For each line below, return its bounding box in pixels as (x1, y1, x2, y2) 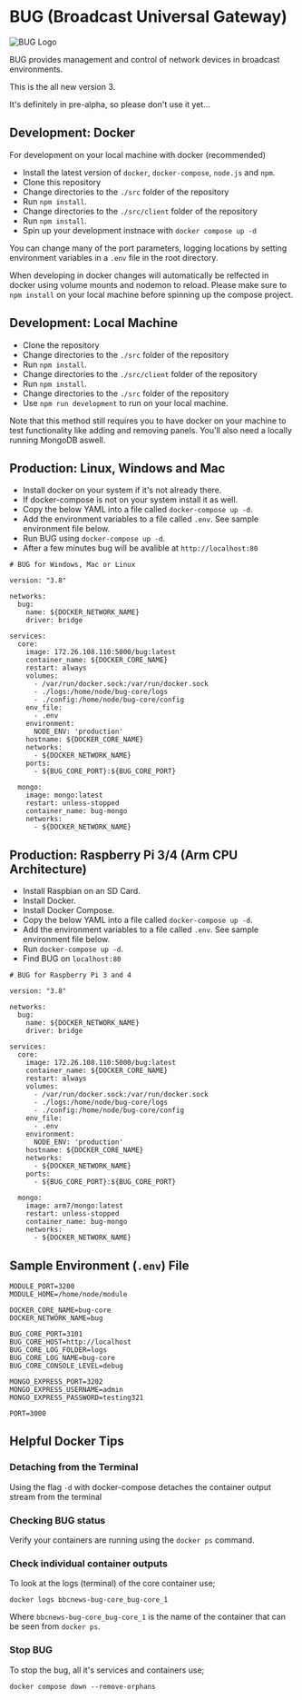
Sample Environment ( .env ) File (9, 1258, 190, 1273)
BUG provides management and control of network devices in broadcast (9, 54, 280, 65)
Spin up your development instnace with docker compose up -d (22, 224, 257, 235)
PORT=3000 (9, 1409, 47, 1418)
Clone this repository (22, 176, 102, 187)
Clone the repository (22, 339, 100, 351)
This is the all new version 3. (9, 81, 116, 92)
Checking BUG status (9, 1514, 106, 1526)
